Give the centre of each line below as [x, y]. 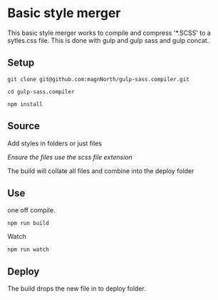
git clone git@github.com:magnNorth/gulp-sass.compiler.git [99, 79]
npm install [25, 104]
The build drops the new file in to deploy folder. [77, 289]
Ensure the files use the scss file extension [70, 157]
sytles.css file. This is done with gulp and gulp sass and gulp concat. [108, 40]
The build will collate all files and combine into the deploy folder [101, 171]
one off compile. [31, 210]
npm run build [28, 223]
